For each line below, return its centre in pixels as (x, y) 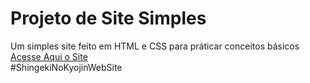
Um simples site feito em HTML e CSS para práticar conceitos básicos (155, 46)
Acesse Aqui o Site (49, 56)
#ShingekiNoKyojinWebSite (66, 67)
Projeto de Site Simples (108, 18)
